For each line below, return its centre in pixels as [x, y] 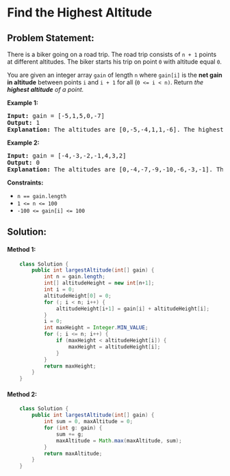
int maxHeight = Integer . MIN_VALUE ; [96, 328]
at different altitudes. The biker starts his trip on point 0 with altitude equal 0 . [115, 62]
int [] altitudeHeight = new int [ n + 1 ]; [99, 283]
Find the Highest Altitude [80, 13]
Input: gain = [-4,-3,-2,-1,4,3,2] [67, 156]
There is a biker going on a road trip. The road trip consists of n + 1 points [112, 54]
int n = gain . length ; [75, 277]
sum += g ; [70, 434]
